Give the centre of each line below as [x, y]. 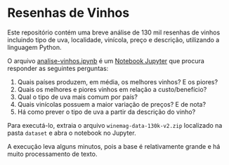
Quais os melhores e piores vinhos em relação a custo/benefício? [112, 89]
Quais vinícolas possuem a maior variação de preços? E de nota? [111, 104]
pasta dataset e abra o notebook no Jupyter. [72, 133]
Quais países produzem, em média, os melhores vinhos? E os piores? [118, 81]
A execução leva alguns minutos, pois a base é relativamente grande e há [114, 146]
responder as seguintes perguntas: [58, 68]
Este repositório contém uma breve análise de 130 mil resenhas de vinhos [114, 32]
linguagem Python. [34, 47]
